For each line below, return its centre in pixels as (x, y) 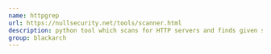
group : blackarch (38, 38)
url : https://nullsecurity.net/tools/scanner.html (95, 23)
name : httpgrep (34, 15)
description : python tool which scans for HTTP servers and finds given (133, 30)
